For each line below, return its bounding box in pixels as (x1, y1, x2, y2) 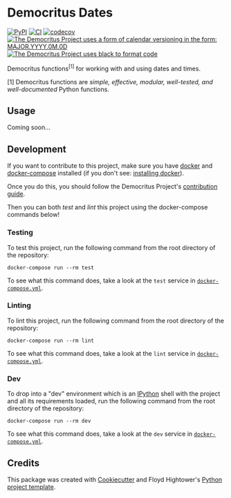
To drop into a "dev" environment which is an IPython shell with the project (7, 390, 221, 398)
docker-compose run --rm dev (7, 418, 91, 425)
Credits (7, 457, 40, 469)
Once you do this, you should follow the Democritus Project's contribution (7, 182, 218, 191)
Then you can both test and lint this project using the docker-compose (7, 203, 208, 211)
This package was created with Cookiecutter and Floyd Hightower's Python (7, 475, 223, 483)
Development (7, 143, 67, 155)
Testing (7, 228, 33, 238)
